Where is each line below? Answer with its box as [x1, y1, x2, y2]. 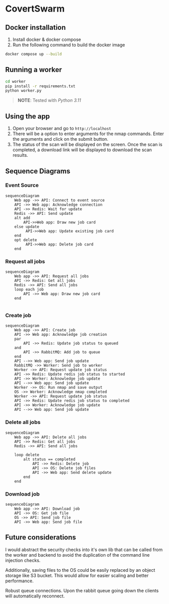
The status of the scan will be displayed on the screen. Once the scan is [12, 142, 162, 148]
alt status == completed [23, 457, 76, 462]
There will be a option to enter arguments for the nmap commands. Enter [12, 131, 164, 137]
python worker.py [5, 88, 42, 93]
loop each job [14, 287, 44, 292]
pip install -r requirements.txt [5, 84, 76, 89]
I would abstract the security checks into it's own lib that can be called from [5, 547, 163, 553]
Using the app [5, 112, 50, 120]
